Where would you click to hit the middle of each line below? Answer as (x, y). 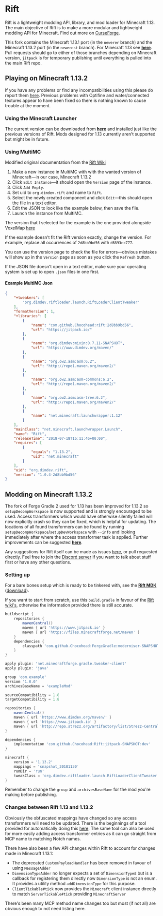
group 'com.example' (26, 677)
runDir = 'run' (29, 771)
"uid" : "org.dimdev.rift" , (41, 470)
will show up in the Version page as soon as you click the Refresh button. (78, 257)
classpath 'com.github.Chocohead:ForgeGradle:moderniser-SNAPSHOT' (92, 646)
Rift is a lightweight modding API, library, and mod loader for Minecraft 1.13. (80, 22)
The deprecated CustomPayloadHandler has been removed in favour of (81, 863)
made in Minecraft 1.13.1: (29, 853)
